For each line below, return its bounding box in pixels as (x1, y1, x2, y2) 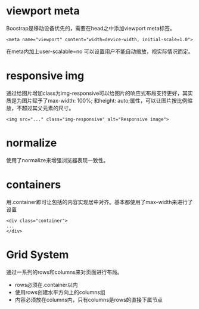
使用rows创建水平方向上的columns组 (14, 288, 105, 296)
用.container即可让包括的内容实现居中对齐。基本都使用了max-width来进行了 (6, 198, 193, 205)
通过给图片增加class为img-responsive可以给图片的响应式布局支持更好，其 (6, 89, 188, 97)
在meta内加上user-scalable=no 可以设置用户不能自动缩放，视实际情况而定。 (6, 48, 194, 55)
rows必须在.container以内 (14, 281, 79, 288)
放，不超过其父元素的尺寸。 (6, 104, 74, 112)
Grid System (6, 248, 69, 261)
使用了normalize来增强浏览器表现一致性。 (6, 156, 109, 163)
